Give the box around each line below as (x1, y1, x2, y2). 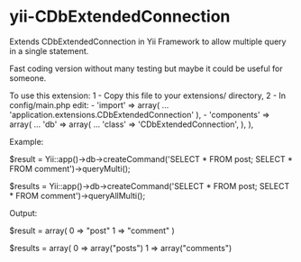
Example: (9, 136, 44, 147)
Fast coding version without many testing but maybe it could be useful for (9, 63, 284, 74)
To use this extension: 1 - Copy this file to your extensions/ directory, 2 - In (9, 90, 287, 101)
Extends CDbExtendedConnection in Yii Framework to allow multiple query (9, 36, 287, 47)
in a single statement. (9, 45, 89, 56)
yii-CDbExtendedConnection (9, 6, 231, 27)
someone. (9, 72, 47, 83)
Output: (9, 207, 38, 218)
